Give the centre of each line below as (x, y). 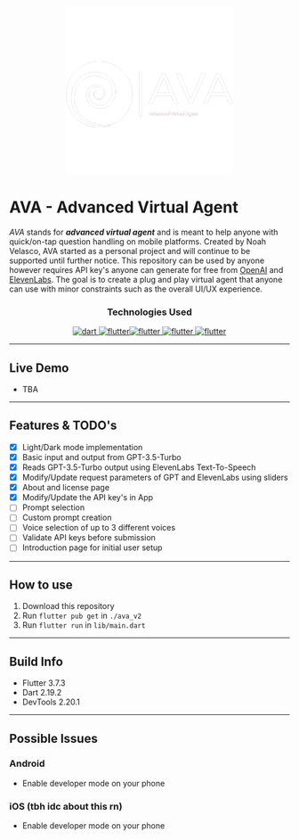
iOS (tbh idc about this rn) (66, 806)
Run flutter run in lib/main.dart (84, 625)
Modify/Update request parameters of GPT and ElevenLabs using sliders (155, 478)
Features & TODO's (63, 426)
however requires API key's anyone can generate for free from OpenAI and (146, 269)
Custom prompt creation (67, 518)
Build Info (36, 661)
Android (27, 763)
